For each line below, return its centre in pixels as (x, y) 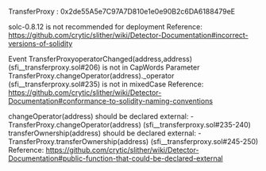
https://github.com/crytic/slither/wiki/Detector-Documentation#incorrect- (128, 35)
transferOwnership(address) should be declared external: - (105, 133)
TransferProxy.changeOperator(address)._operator (91, 76)
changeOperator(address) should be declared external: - (101, 116)
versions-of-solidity (40, 44)
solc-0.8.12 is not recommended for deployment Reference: (105, 27)
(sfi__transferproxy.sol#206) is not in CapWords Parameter (104, 67)
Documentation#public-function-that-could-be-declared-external (116, 158)
